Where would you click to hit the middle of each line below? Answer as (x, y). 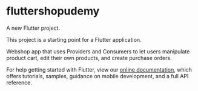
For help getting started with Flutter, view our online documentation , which (99, 69)
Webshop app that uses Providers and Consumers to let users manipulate (98, 51)
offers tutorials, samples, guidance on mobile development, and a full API (97, 76)
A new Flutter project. (33, 28)
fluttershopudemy (53, 11)
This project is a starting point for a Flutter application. (74, 39)
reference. (19, 83)
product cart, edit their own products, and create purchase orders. (89, 58)
